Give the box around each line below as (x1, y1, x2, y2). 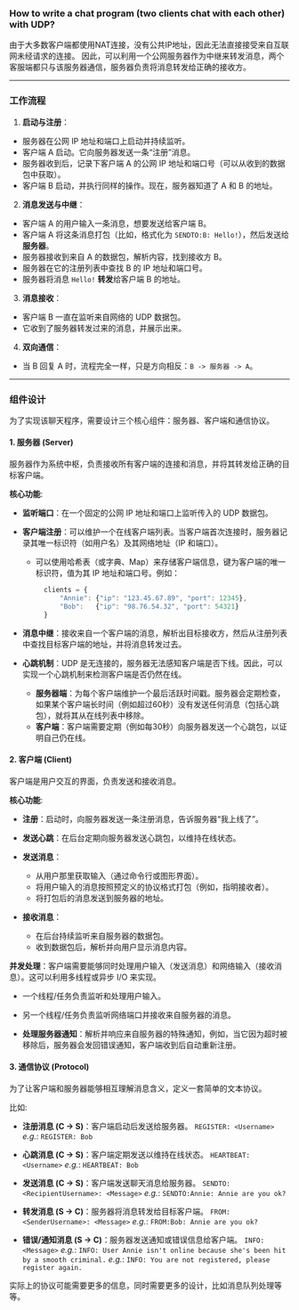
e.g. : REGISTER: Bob (21, 1131, 93, 1142)
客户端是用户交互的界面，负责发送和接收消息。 (9, 776, 181, 786)
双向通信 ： (21, 341, 62, 352)
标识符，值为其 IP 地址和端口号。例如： (35, 568, 181, 579)
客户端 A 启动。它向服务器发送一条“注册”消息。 (21, 146, 196, 158)
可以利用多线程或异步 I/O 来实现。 (36, 972, 162, 982)
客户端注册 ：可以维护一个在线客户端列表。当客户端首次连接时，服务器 (21, 526, 280, 537)
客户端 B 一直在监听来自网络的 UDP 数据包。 (21, 311, 186, 322)
